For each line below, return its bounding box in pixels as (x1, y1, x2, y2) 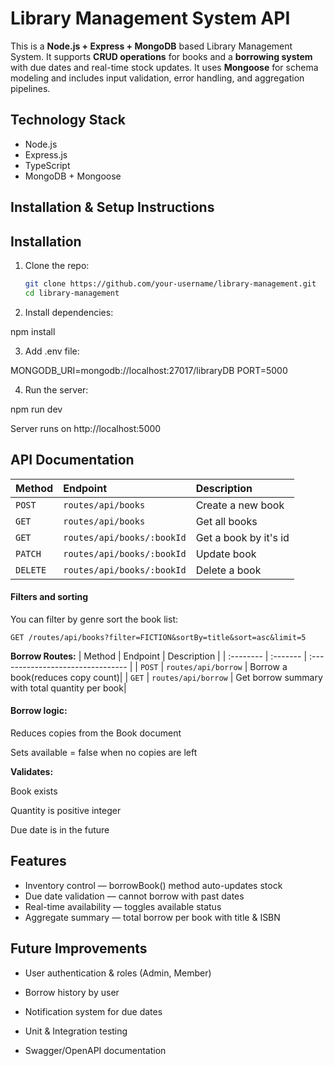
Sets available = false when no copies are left (10, 746, 198, 758)
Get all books (195, 514, 258, 528)
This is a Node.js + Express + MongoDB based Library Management (10, 40, 293, 52)
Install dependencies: (24, 306, 114, 318)
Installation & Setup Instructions (10, 199, 215, 216)
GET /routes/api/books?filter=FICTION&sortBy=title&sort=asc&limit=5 (10, 632, 307, 642)
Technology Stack (10, 112, 126, 129)
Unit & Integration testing (24, 1025, 128, 1037)
